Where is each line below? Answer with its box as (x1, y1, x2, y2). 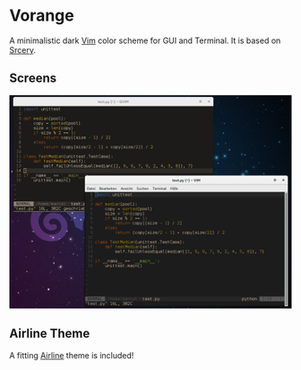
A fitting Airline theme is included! (9, 349, 134, 360)
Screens (9, 71, 56, 86)
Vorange (9, 5, 74, 26)
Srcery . (9, 44, 36, 55)
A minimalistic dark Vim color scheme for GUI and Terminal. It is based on (9, 35, 281, 46)
